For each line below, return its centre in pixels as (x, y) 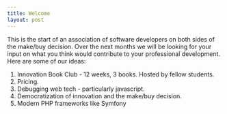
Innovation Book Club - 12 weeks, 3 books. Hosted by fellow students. (116, 74)
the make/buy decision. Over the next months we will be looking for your (109, 46)
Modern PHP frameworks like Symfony (71, 103)
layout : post (26, 20)
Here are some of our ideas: (46, 61)
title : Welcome (29, 13)
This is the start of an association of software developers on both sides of (111, 39)
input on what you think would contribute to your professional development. (114, 54)
